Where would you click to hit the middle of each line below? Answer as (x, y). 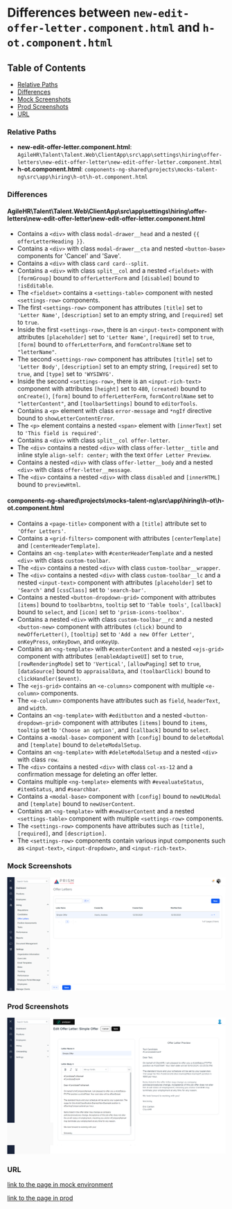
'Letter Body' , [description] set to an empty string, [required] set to (117, 366)
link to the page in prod (40, 1198)
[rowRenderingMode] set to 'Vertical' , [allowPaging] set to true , (109, 663)
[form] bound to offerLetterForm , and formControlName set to (104, 344)
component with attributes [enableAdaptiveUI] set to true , (100, 656)
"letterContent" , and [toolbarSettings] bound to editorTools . (107, 403)
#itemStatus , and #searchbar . (59, 788)
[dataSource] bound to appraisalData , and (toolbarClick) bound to (114, 670)
